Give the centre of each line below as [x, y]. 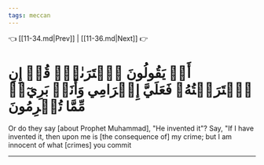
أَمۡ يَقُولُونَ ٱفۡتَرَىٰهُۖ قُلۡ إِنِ [99, 73]
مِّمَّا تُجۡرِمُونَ [47, 106]
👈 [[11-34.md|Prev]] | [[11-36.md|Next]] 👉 [78, 38]
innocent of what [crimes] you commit [70, 145]
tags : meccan [29, 15]
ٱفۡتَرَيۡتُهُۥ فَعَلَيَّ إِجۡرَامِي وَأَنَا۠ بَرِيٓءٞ [130, 89]
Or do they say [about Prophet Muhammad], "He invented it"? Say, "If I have [131, 128]
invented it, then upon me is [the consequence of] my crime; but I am [120, 136]
